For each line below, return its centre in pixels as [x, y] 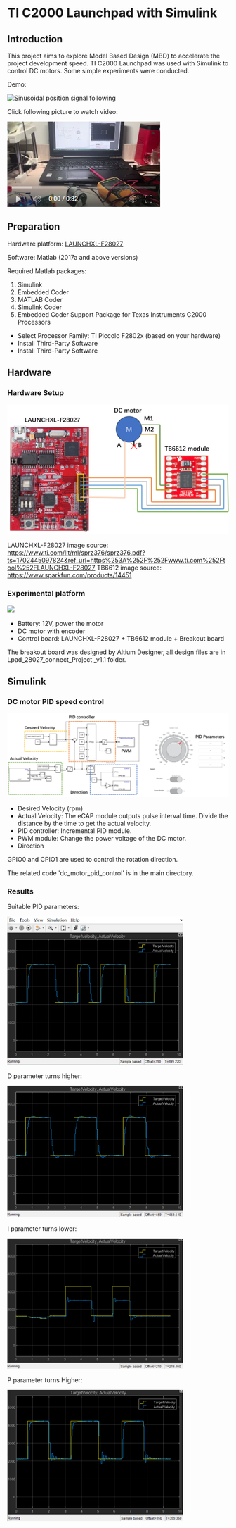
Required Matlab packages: [47, 271]
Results [20, 891]
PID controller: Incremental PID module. [74, 831]
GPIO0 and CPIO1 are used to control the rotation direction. [92, 859]
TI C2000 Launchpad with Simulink [112, 13]
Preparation [34, 227]
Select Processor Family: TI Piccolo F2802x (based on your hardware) [119, 335]
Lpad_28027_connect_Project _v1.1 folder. [67, 659]
